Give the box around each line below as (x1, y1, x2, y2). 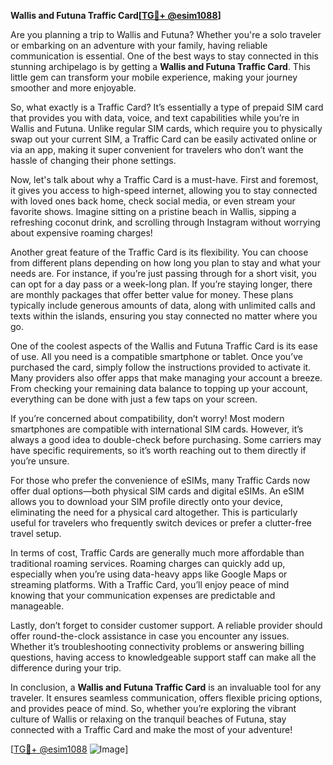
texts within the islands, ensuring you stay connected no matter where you (10, 310, 318, 322)
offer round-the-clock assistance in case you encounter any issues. (10, 630, 290, 642)
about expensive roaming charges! (10, 227, 153, 239)
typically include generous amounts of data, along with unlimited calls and (10, 300, 316, 311)
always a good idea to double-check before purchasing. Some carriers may (10, 434, 322, 445)
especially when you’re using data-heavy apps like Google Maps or (10, 568, 288, 580)
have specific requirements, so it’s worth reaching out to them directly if (10, 445, 307, 456)
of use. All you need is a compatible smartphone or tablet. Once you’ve (10, 351, 303, 362)
